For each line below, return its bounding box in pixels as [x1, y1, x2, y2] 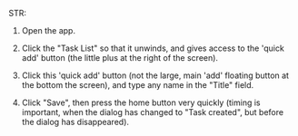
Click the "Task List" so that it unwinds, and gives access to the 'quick [21, 43, 285, 53]
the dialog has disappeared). [21, 117, 129, 127]
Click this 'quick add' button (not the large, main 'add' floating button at [21, 70, 290, 81]
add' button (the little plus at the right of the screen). [21, 53, 219, 63]
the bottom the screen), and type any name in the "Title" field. [21, 80, 254, 90]
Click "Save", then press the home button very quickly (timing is [21, 97, 261, 108]
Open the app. [21, 25, 76, 35]
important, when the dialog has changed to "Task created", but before [21, 107, 283, 117]
